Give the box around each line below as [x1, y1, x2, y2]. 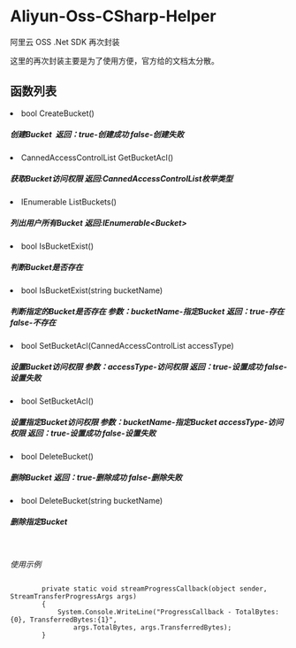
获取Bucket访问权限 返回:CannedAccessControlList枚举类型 [10, 174, 233, 184]
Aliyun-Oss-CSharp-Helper [10, 6, 216, 27]
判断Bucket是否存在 [10, 262, 83, 273]
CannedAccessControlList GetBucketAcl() [21, 152, 174, 163]
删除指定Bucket [10, 516, 68, 528]
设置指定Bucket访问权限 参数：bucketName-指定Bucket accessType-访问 [10, 417, 284, 428]
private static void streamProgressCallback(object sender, [42, 584, 268, 594]
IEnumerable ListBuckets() [21, 197, 118, 207]
